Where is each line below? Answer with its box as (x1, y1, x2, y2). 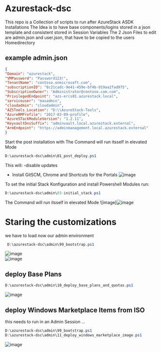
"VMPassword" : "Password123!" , (5, 76, 68, 81)
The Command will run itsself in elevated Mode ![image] (5, 199, 117, 205)
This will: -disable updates (5, 162, 58, 168)
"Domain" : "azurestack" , (5, 71, 55, 76)
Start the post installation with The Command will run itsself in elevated (5, 139, 147, 145)
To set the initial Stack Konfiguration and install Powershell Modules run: (5, 181, 149, 187)
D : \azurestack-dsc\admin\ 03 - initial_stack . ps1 (5, 190, 101, 195)
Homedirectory (5, 39, 35, 45)
